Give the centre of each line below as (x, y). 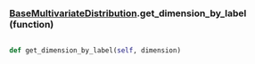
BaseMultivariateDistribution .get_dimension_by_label (128, 13)
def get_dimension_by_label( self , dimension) (95, 51)
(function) (32, 24)
